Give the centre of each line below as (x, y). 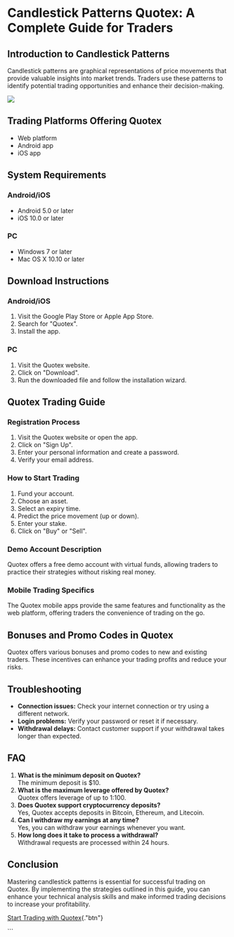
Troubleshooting (45, 689)
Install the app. (39, 332)
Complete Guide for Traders (90, 28)
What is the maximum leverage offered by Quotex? (93, 790)
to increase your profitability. (49, 904)
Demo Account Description (54, 549)
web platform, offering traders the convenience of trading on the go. (106, 613)
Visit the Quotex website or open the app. (78, 437)
